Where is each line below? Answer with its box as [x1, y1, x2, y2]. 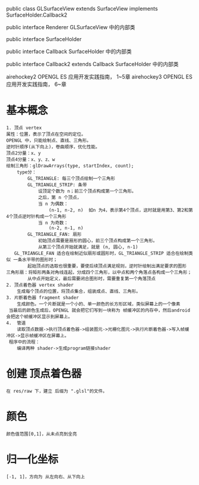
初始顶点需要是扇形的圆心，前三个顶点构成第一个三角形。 [37, 238, 157, 244]
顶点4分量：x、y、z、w [6, 156, 55, 163]
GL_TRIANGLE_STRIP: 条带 [27, 182, 87, 188]
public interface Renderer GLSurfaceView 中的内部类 [6, 24, 135, 30]
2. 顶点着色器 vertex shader [6, 282, 74, 288]
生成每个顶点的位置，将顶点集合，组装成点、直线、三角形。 [17, 288, 141, 294]
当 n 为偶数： [37, 201, 68, 207]
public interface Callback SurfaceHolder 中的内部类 [6, 48, 132, 55]
